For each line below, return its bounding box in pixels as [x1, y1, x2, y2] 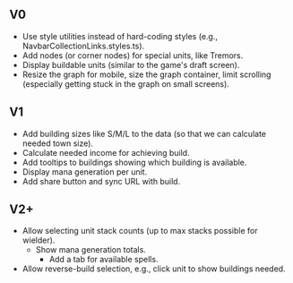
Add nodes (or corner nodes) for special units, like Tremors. [22, 49, 244, 61]
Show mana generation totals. [35, 244, 146, 255]
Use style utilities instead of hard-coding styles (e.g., [22, 30, 218, 41]
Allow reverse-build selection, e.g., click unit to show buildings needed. [22, 263, 286, 274]
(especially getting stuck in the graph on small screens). [22, 78, 230, 89]
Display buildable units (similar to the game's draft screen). [22, 59, 240, 70]
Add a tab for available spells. [48, 254, 159, 265]
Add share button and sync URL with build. [22, 176, 181, 186]
